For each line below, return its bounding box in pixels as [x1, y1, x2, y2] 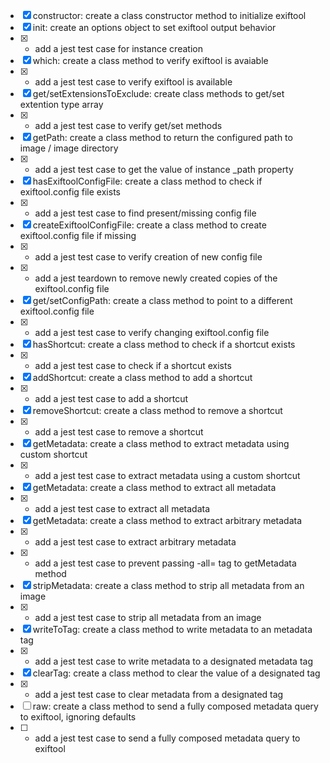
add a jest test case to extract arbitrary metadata [34, 536, 237, 548]
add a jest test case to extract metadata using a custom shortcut [34, 470, 301, 481]
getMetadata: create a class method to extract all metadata [32, 482, 277, 493]
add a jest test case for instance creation [34, 43, 203, 54]
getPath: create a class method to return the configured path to [32, 132, 293, 143]
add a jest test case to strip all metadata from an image [34, 612, 262, 623]
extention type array [19, 99, 104, 110]
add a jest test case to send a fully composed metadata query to [34, 732, 301, 744]
